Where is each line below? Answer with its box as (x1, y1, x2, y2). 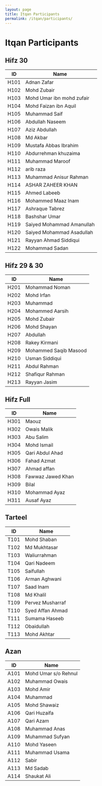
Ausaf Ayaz (25, 497, 51, 504)
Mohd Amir (25, 686, 51, 693)
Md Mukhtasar (25, 544, 58, 551)
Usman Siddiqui (25, 355, 62, 362)
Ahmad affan (25, 465, 55, 472)
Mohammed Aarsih (25, 308, 69, 314)
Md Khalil (25, 591, 46, 598)
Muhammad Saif (25, 110, 63, 117)
